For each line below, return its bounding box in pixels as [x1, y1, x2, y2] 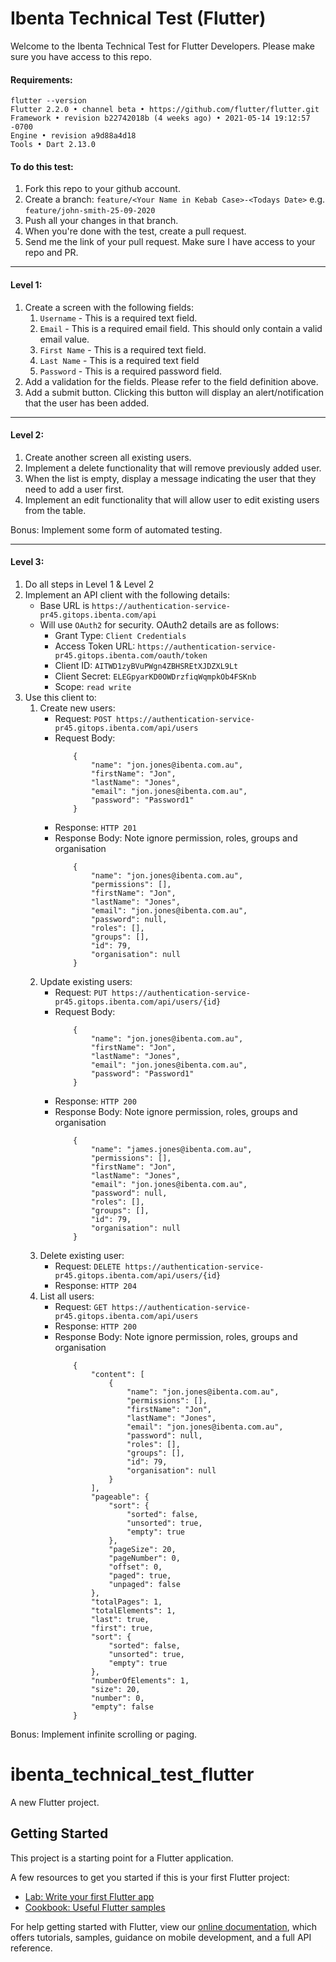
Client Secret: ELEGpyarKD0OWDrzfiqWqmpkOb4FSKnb [54, 670, 257, 682]
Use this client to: [24, 691, 97, 703]
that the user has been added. [24, 397, 150, 409]
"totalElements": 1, [90, 1605, 177, 1616]
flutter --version [10, 96, 87, 106]
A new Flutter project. [10, 1796, 100, 1808]
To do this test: [10, 160, 74, 172]
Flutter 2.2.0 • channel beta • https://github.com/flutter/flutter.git [10, 105, 320, 115]
